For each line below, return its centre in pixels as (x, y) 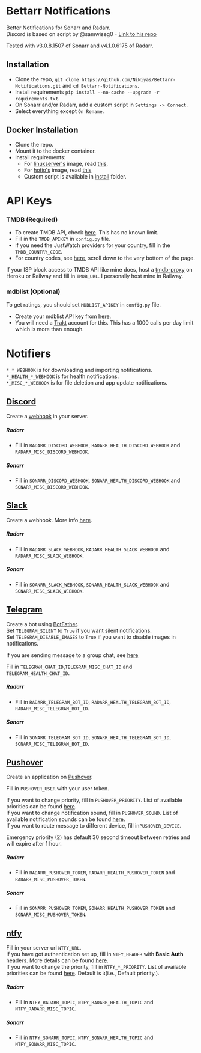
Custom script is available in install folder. (75, 176)
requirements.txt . (37, 98)
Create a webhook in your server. (47, 417)
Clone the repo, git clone (47, 79)
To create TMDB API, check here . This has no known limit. (87, 233)
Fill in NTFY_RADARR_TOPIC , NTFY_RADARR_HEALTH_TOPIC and (84, 1003)
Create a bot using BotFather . (43, 624)
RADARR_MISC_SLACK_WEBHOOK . (49, 555)
